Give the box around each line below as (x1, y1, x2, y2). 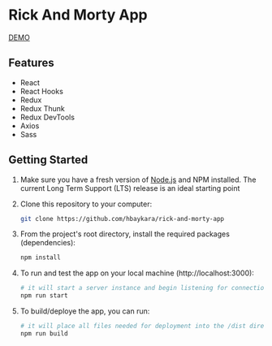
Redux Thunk (19, 103, 65, 113)
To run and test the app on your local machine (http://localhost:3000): (19, 268, 254, 278)
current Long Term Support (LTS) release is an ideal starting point (19, 183, 240, 192)
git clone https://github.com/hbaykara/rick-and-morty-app (19, 214, 225, 223)
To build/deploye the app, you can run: (19, 306, 150, 316)
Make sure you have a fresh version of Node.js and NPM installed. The (19, 175, 257, 184)
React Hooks (19, 86, 63, 96)
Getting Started (8, 153, 89, 167)
